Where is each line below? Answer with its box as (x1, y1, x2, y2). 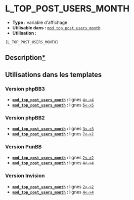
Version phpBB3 (5, 85, 45, 92)
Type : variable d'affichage (12, 19, 68, 25)
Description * (5, 53, 46, 62)
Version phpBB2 (5, 114, 45, 121)
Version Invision (5, 172, 45, 179)
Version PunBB (5, 143, 42, 150)
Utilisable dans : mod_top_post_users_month (12, 24, 101, 30)
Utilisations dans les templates (5, 70, 102, 79)
